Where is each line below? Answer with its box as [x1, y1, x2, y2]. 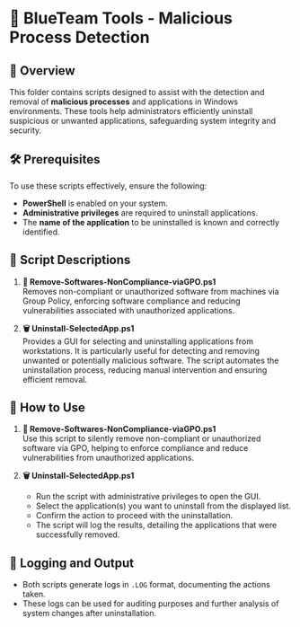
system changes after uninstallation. [22, 608, 157, 619]
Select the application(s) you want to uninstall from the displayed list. [35, 500, 292, 511]
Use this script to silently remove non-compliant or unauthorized [22, 433, 261, 444]
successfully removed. [35, 529, 120, 540]
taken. [22, 588, 47, 600]
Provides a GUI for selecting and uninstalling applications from [22, 336, 254, 347]
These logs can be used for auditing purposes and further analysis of [22, 598, 279, 609]
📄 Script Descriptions [9, 252, 131, 268]
